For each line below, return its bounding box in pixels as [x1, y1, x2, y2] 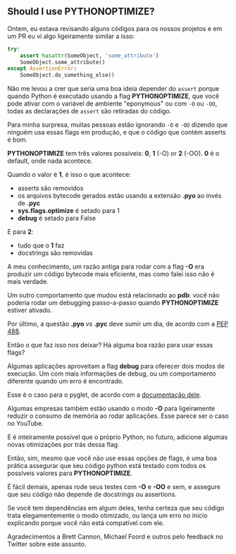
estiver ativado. [7, 306, 52, 314]
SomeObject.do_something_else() [20, 72, 115, 79]
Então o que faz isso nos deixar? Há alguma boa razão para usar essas [7, 341, 213, 350]
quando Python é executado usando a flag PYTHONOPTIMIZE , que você [7, 92, 220, 101]
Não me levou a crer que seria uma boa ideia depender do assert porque [7, 85, 220, 93]
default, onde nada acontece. [7, 156, 93, 165]
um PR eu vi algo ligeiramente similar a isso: [7, 32, 135, 40]
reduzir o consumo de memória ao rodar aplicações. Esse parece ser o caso [7, 412, 229, 420]
